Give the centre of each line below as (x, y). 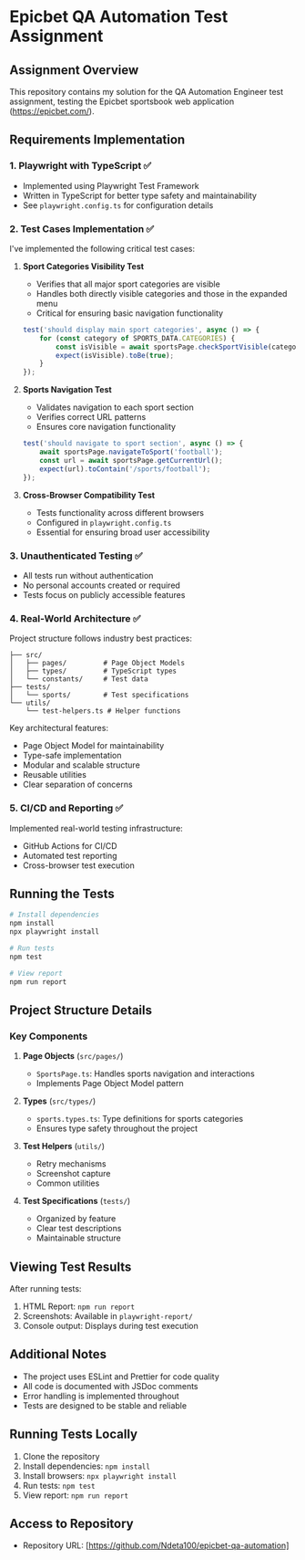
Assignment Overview (74, 70)
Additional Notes (58, 1354)
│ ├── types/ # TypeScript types (93, 671)
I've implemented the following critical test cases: (102, 248)
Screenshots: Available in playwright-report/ (107, 1315)
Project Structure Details (81, 1010)
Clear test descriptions (79, 1229)
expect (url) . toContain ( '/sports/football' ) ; (125, 469)
